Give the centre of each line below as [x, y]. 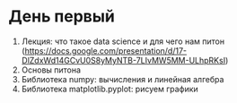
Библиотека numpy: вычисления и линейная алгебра [123, 79]
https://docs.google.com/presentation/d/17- [106, 50]
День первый [62, 17]
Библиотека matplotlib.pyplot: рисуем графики [110, 89]
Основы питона [51, 70]
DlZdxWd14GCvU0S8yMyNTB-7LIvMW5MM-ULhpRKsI [123, 60]
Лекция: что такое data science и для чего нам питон [123, 41]
